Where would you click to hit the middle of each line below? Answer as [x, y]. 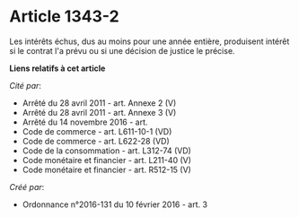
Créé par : [27, 187]
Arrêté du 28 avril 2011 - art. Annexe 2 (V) [99, 103]
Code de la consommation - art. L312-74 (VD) [106, 151]
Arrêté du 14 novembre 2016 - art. [85, 122]
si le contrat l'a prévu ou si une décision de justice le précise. [122, 50]
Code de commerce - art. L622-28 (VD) [96, 141]
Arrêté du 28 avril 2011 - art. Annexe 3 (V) [99, 112]
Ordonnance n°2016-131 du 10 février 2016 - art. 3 [115, 204]
